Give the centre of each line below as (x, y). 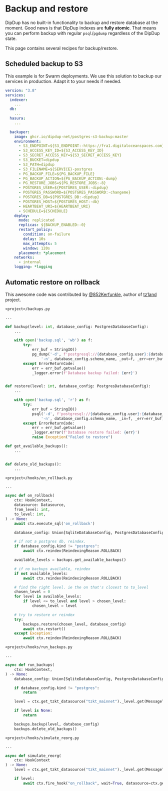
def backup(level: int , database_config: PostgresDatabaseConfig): (77, 326)
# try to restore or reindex (44, 615)
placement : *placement (42, 253)
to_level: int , (30, 514)
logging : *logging (33, 267)
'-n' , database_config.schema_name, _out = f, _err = (95, 359)
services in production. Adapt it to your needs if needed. (63, 81)
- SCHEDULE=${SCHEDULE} (43, 211)
